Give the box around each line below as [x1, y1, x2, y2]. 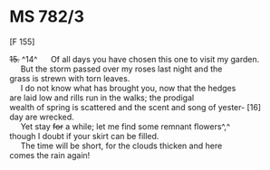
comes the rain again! [9, 149, 91, 160]
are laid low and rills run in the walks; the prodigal [9, 92, 195, 103]
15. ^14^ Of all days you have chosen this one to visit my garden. [9, 53, 260, 64]
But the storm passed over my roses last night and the [20, 63, 223, 74]
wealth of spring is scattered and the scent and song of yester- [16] [9, 101, 261, 112]
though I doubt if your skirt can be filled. [9, 130, 159, 141]
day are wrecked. [9, 111, 74, 122]
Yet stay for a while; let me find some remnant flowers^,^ [20, 120, 231, 132]
